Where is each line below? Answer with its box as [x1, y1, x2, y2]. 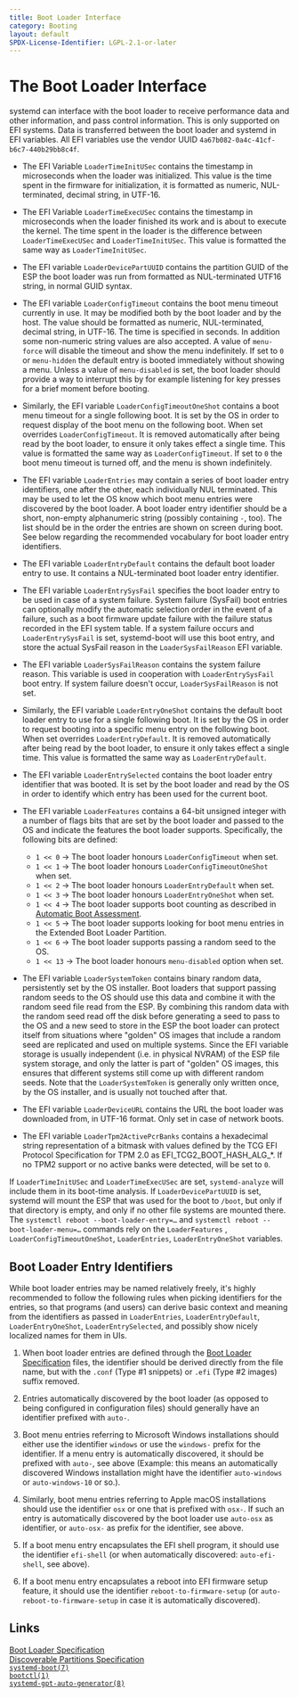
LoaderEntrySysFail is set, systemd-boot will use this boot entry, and [21, 632, 276, 643]
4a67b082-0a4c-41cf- [199, 136, 276, 145]
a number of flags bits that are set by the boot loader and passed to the [21, 815, 285, 826]
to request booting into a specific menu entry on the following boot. [21, 724, 270, 735]
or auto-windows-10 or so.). [21, 1477, 121, 1487]
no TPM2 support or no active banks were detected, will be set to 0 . [21, 1159, 271, 1170]
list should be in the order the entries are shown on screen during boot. [21, 523, 284, 533]
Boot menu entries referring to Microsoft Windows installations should [21, 1429, 279, 1440]
